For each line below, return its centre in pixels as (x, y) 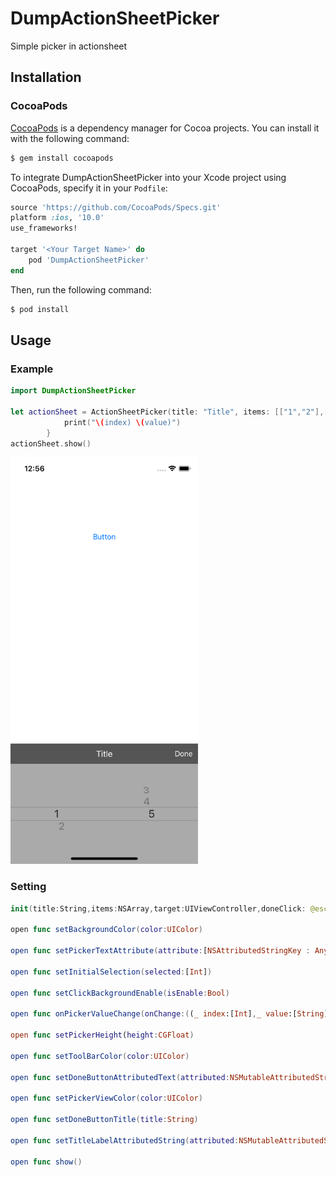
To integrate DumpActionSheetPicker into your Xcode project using (148, 177)
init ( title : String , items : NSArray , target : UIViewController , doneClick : (158, 908)
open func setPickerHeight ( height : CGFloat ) (102, 1035)
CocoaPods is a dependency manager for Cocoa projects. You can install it (165, 128)
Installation (46, 77)
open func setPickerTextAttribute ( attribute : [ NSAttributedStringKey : (160, 951)
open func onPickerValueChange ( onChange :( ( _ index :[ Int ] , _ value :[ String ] (169, 1014)
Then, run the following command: (81, 289)
